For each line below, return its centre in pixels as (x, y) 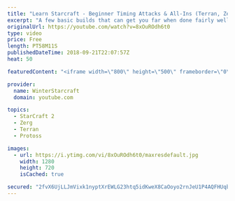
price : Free (24, 40)
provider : (22, 84)
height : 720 (37, 168)
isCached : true (42, 174)
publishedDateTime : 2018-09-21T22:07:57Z (69, 53)
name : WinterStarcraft (47, 91)
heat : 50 (20, 59)
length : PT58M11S (33, 46)
